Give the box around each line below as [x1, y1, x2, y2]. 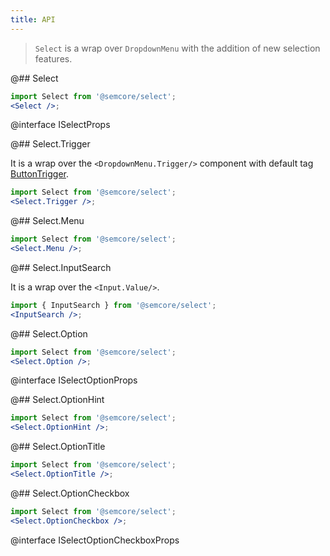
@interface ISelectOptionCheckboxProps [10, 534, 180, 546]
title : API [10, 14, 56, 25]
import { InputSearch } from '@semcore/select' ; [10, 300, 217, 310]
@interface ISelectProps [10, 119, 111, 131]
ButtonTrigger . [10, 168, 69, 180]
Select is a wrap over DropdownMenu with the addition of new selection [34, 42, 321, 54]
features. [34, 52, 73, 65]
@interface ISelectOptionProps [10, 374, 138, 386]
